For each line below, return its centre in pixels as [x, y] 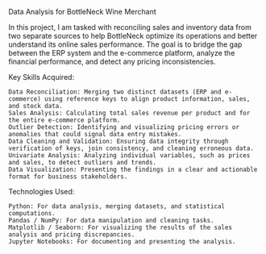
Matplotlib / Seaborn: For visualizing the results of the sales [120, 227]
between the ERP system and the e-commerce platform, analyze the [122, 53]
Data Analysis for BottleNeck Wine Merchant [83, 12]
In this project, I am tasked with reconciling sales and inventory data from [130, 27]
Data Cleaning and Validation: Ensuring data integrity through [118, 141]
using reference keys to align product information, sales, [147, 99]
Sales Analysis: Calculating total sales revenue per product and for [129, 113]
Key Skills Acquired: [42, 77]
